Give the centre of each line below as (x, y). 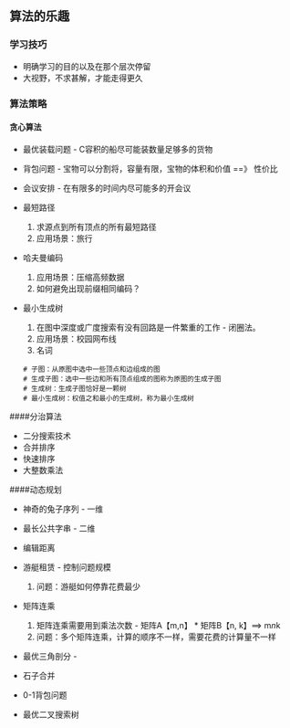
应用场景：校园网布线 (76, 338)
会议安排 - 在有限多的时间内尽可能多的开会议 (107, 188)
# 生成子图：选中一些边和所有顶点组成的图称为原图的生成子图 (122, 379)
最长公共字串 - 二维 (59, 528)
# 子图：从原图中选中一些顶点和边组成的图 (92, 369)
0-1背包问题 (45, 695)
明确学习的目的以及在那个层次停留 (87, 66)
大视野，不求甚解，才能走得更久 (83, 78)
